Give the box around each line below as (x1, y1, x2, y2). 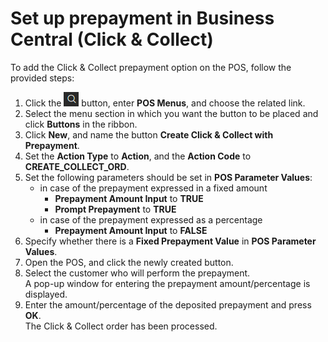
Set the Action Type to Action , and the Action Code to (24, 150, 252, 162)
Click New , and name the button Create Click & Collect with (24, 128, 274, 141)
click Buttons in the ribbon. (24, 118, 138, 130)
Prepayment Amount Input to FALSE (54, 224, 208, 236)
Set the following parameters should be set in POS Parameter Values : (24, 171, 313, 183)
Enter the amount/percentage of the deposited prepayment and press (24, 298, 312, 311)
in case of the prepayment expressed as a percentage (39, 213, 263, 226)
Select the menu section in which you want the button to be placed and (24, 107, 319, 119)
